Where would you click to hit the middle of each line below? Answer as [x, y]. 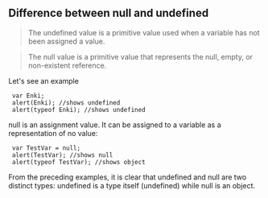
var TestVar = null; [46, 148]
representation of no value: [53, 133]
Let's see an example [43, 80]
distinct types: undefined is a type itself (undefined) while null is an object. [132, 185]
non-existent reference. [67, 65]
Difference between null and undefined [109, 13]
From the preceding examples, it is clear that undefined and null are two [128, 177]
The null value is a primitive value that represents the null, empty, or [140, 56]
